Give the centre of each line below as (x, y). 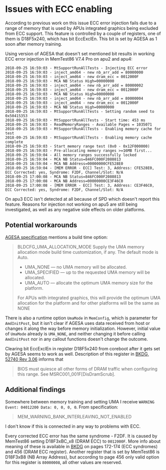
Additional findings (35, 390)
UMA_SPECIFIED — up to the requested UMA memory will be (87, 272)
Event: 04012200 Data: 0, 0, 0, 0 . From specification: (62, 407)
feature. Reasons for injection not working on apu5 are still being (71, 204)
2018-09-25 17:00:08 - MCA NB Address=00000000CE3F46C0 (64, 181)
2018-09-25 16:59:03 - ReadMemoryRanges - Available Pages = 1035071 (79, 124)
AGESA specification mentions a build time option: (56, 237)
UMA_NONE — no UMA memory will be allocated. (76, 267)
